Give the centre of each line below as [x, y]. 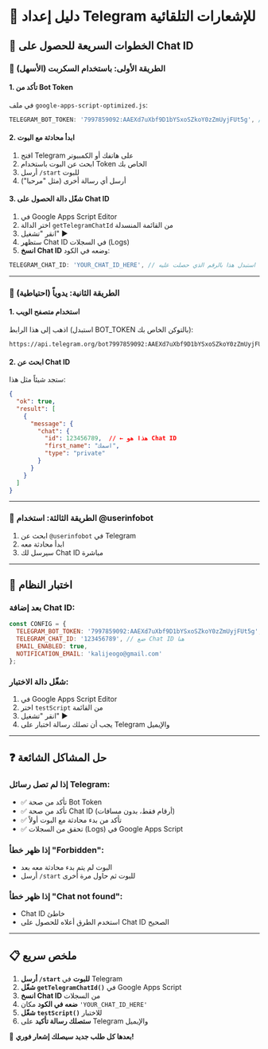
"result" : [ [36, 409]
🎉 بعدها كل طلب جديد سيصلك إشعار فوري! [72, 1037]
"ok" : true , [36, 401]
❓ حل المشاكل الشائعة [58, 758]
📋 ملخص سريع [43, 955]
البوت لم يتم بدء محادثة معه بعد [66, 867]
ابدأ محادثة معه [42, 544]
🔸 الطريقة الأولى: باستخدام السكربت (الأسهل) [87, 68]
